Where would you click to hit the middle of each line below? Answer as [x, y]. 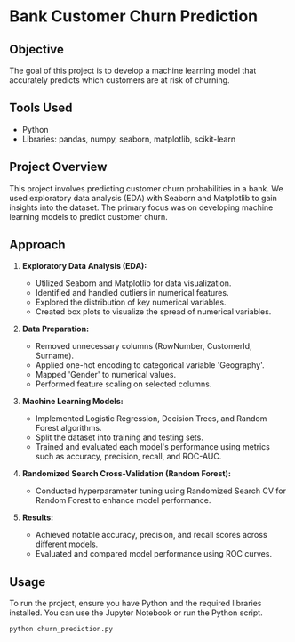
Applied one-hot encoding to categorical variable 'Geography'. [150, 365]
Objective [37, 49]
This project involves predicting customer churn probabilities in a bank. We [146, 188]
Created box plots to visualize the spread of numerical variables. [153, 312]
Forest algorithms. [68, 428]
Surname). [54, 356]
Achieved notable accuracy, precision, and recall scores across [151, 535]
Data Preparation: [56, 329]
